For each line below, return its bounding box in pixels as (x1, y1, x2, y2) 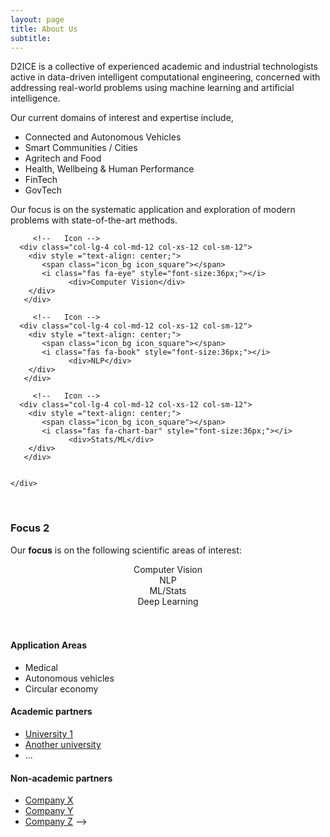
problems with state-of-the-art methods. (10, 214, 178, 226)
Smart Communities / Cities (24, 142, 138, 154)
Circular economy (24, 682, 99, 695)
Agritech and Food (24, 152, 102, 165)
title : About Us (10, 24, 78, 34)
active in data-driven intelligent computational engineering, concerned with (10, 71, 321, 83)
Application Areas (10, 639, 87, 651)
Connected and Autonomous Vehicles (24, 131, 182, 143)
